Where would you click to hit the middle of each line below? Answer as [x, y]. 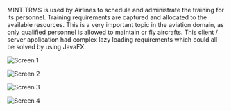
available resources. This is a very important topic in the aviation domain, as [115, 25]
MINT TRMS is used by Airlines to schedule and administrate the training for [115, 10]
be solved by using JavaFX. [47, 47]
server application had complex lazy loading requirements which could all [112, 40]
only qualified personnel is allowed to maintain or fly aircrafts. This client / [113, 32]
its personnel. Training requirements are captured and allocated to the [107, 17]
